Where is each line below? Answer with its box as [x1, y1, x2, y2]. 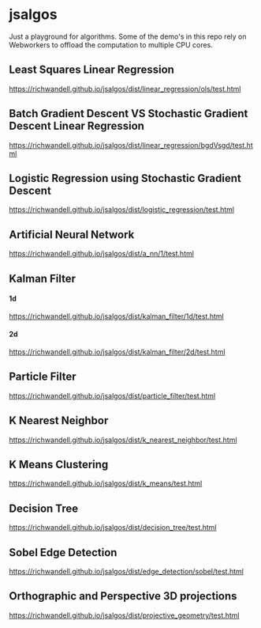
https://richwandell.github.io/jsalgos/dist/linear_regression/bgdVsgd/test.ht [9, 140, 253, 149]
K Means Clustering [9, 458, 109, 471]
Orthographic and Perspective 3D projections [9, 589, 237, 603]
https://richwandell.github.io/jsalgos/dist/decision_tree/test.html [9, 523, 217, 532]
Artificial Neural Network [9, 228, 135, 241]
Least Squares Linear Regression [9, 63, 174, 77]
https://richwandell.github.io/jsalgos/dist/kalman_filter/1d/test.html [9, 311, 224, 321]
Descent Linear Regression [9, 119, 145, 133]
